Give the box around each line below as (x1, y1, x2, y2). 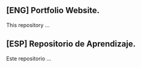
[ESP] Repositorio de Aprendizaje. (6, 39, 136, 49)
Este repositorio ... (6, 55, 52, 62)
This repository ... (6, 21, 50, 28)
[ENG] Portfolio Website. (6, 5, 100, 16)
